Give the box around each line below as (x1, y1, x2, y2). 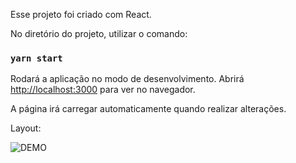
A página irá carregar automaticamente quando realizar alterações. (10, 103, 287, 115)
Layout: (10, 122, 42, 134)
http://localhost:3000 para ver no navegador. (10, 84, 196, 96)
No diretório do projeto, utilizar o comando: (10, 28, 188, 39)
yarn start (10, 52, 63, 64)
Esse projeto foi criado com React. (10, 9, 152, 20)
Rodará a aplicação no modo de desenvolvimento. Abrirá (10, 73, 245, 85)
